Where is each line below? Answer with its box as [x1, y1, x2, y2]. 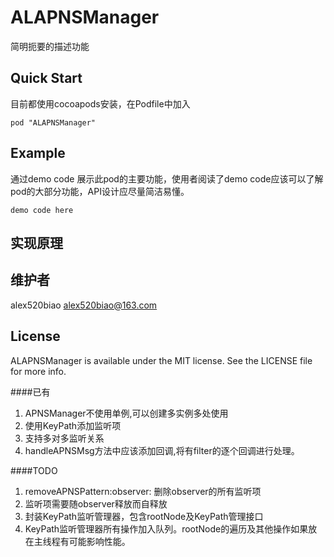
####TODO [10, 464, 58, 476]
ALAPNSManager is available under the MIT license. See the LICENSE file [10, 354, 313, 366]
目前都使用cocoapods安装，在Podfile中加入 [10, 97, 191, 110]
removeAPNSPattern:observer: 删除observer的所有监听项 [24, 485, 262, 497]
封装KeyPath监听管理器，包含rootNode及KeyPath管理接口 [24, 510, 264, 522]
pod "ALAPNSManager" [10, 117, 97, 128]
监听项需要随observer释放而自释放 [24, 497, 168, 510]
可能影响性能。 [68, 535, 131, 547]
